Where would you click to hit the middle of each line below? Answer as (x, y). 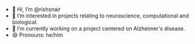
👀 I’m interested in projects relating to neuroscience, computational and (101, 16)
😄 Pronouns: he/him (37, 35)
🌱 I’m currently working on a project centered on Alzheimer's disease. (98, 28)
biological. (25, 22)
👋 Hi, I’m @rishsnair (36, 9)
